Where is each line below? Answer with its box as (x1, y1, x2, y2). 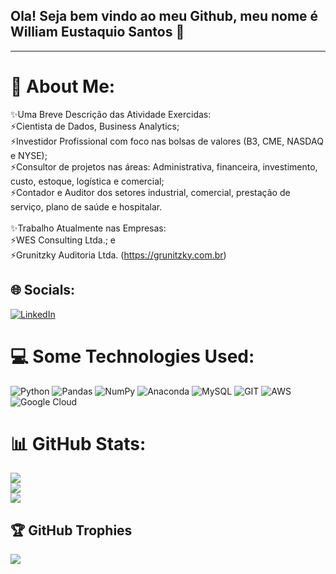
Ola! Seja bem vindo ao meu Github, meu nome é (10, 8, 319, 25)
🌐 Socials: (10, 282, 76, 299)
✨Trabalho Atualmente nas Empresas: (10, 222, 167, 234)
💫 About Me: (10, 75, 116, 98)
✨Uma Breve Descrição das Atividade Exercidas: (10, 108, 212, 120)
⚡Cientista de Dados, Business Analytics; (10, 120, 180, 132)
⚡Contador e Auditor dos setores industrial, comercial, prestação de (10, 186, 291, 198)
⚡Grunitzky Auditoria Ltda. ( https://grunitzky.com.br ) (10, 249, 227, 261)
